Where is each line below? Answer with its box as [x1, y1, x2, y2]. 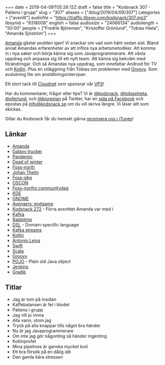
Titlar [5, 283, 22, 292]
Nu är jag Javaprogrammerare [12, 328, 74, 333]
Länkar [5, 130, 27, 139]
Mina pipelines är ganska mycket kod [12, 343, 88, 349]
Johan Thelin [12, 169, 39, 175]
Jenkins [12, 263, 29, 269]
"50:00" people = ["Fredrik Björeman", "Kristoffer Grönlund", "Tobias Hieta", [5, 25, 159, 31]
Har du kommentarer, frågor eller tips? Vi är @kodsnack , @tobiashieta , [5, 91, 148, 96]
